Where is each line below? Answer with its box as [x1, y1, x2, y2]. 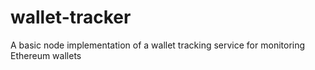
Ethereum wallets [10, 49, 82, 61]
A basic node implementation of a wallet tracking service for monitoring [10, 39, 306, 51]
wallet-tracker [10, 6, 132, 29]
